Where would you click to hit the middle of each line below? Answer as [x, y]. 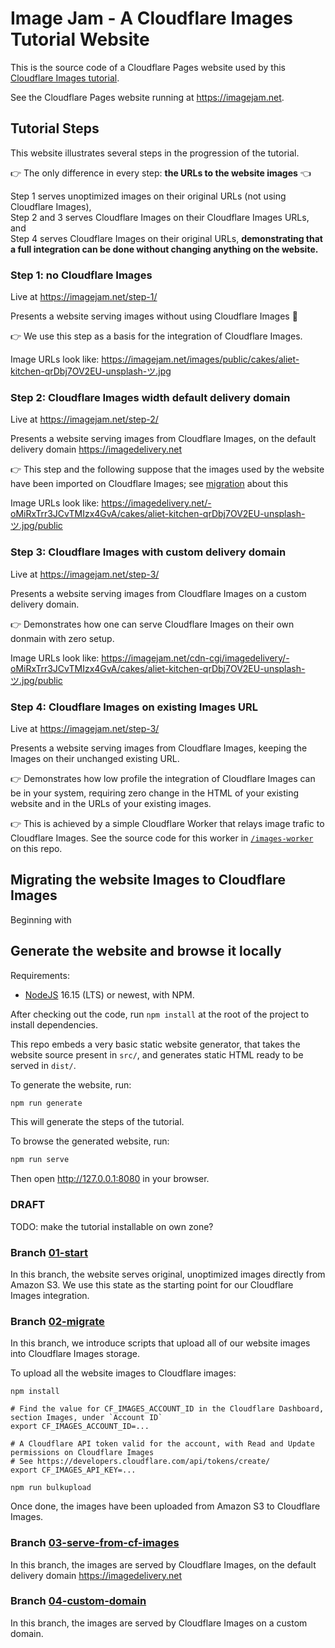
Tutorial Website [80, 39]
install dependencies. [54, 1024]
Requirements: [40, 975]
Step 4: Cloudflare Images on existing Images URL [134, 707]
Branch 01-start [49, 1252]
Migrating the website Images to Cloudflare [148, 880]
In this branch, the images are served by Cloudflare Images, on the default [163, 1564]
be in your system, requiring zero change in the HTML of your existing [155, 793]
